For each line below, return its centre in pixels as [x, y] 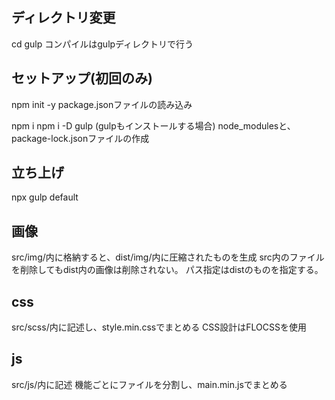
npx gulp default [45, 197]
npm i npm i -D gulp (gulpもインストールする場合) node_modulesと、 [153, 125]
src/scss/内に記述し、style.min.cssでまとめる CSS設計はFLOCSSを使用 [159, 327]
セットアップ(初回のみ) [82, 78]
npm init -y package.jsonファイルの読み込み [102, 104]
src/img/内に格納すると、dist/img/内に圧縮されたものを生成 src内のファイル [168, 257]
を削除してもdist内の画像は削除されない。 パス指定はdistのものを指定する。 [167, 270]
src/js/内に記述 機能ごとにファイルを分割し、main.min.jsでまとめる [149, 384]
